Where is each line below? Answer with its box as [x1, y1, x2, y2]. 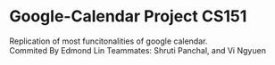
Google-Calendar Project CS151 [9, 6, 247, 27]
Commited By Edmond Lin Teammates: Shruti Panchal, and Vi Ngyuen [9, 45, 266, 55]
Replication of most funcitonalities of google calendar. [9, 36, 208, 46]
